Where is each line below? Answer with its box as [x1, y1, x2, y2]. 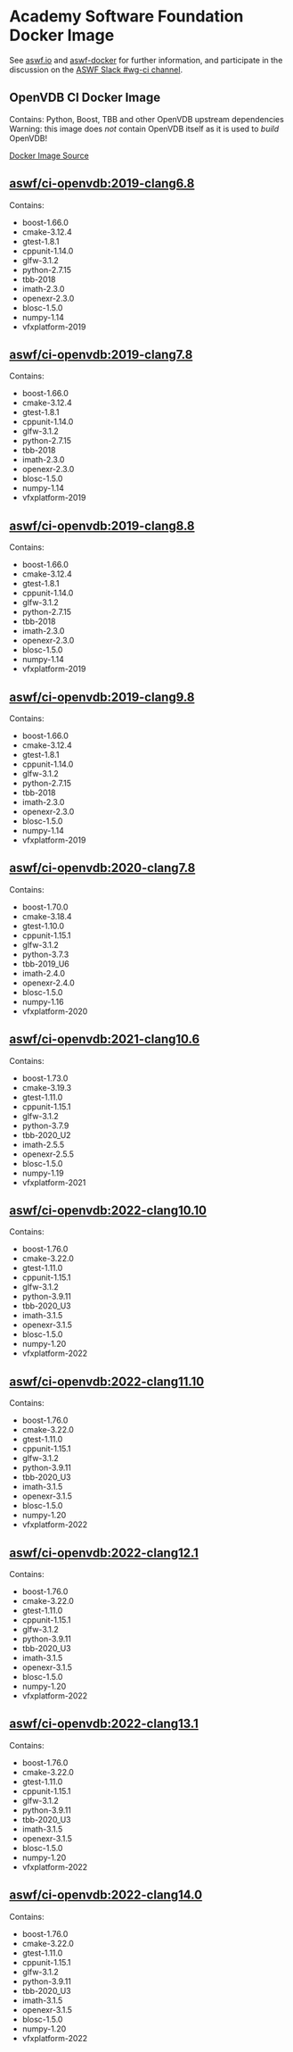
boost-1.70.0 [21, 901, 69, 912]
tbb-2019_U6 [21, 958, 69, 969]
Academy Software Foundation [9, 6, 244, 27]
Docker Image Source [9, 150, 89, 161]
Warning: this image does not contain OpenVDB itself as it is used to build [9, 123, 280, 134]
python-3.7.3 [21, 949, 69, 960]
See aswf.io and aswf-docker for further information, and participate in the [9, 54, 283, 65]
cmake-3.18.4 [21, 910, 73, 921]
